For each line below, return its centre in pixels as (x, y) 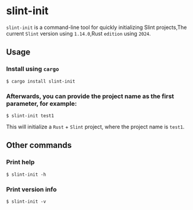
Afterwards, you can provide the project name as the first (90, 96)
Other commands (39, 145)
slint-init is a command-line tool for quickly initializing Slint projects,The (96, 27)
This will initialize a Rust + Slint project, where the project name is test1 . (95, 127)
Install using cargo (33, 69)
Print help (20, 162)
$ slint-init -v (26, 201)
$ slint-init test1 (30, 116)
